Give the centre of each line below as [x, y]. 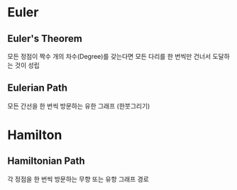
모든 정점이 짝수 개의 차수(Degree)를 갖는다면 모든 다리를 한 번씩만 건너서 [109, 56]
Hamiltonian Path [46, 161]
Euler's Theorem [45, 39]
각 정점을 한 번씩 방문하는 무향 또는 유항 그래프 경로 [78, 179]
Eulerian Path [37, 88]
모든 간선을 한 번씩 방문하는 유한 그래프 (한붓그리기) [79, 106]
